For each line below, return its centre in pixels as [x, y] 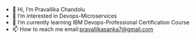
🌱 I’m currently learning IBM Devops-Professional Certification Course [101, 22]
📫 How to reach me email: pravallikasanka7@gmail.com [83, 29]
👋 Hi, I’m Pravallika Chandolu [49, 9]
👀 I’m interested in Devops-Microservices [65, 16]
